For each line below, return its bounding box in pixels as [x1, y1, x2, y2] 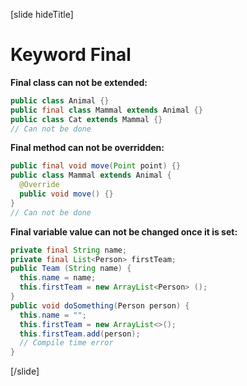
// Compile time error [19, 338, 114, 348]
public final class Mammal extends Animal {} [10, 105, 203, 115]
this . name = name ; [19, 273, 97, 283]
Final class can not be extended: [10, 76, 148, 88]
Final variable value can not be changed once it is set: [10, 225, 238, 238]
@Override [19, 180, 60, 190]
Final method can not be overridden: [10, 142, 165, 154]
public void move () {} [19, 189, 114, 199]
